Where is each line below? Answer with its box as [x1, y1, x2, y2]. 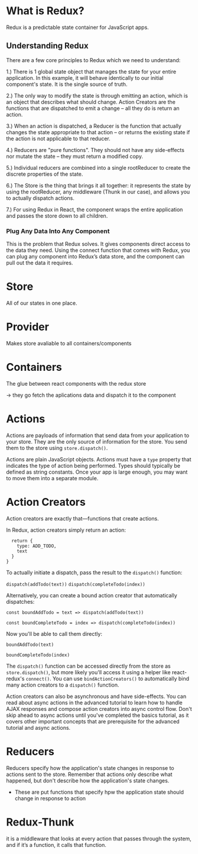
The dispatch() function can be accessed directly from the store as [6, 662, 171, 669]
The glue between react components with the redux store [6, 380, 147, 387]
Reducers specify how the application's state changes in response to [6, 764, 174, 771]
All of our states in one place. [6, 299, 77, 306]
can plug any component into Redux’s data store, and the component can [6, 253, 185, 260]
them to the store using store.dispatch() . [6, 444, 108, 451]
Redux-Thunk [6, 815, 74, 829]
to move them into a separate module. [6, 474, 99, 481]
